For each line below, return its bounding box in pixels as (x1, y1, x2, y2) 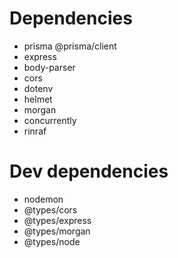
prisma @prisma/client (23, 40, 117, 52)
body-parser (23, 61, 76, 73)
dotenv (23, 82, 54, 94)
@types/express (23, 214, 92, 226)
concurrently (23, 114, 77, 126)
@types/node (23, 235, 81, 247)
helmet (23, 93, 53, 105)
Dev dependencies (9, 160, 169, 183)
